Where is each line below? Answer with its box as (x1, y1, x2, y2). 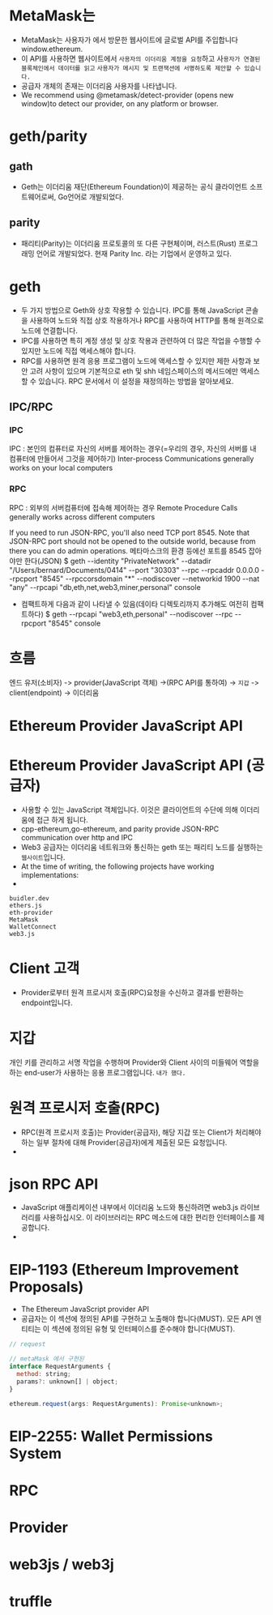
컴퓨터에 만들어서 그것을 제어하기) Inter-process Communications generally (9, 454, 254, 464)
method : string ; (16, 1370, 71, 1378)
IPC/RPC (9, 400, 53, 414)
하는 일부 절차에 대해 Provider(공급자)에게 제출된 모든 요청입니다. (20, 1137, 228, 1147)
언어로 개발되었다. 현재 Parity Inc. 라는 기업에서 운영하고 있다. (36, 248, 232, 258)
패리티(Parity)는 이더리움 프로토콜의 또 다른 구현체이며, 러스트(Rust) (20, 238, 237, 248)
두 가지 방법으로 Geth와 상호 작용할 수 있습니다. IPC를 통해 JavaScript (20, 305, 244, 315)
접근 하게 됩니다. (36, 814, 88, 824)
